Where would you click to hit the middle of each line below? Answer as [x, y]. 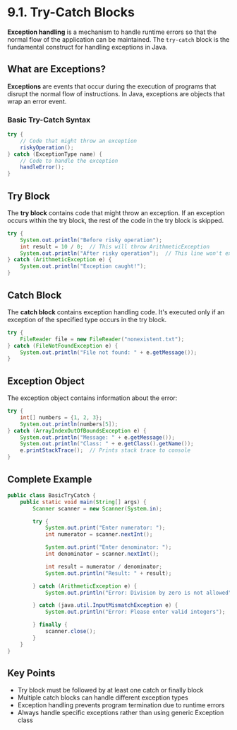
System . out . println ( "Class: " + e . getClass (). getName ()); [107, 444]
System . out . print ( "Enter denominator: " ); [108, 547]
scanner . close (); [71, 632]
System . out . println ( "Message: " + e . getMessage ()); [97, 437]
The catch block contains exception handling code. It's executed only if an [116, 312]
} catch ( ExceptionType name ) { [55, 154]
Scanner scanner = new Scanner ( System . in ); [97, 508]
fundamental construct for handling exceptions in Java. [87, 47]
